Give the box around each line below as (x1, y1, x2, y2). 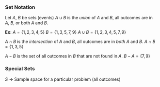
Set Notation (5, 4, 35, 11)
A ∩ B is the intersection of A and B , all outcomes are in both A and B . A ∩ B (5, 39, 156, 44)
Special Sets (5, 65, 35, 72)
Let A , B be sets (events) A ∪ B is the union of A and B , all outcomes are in (5, 15, 153, 21)
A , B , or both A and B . (5, 20, 48, 26)
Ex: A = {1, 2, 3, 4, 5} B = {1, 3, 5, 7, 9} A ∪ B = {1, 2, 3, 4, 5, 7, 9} (5, 29, 126, 35)
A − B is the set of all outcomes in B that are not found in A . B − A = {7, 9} (5, 53, 150, 59)
